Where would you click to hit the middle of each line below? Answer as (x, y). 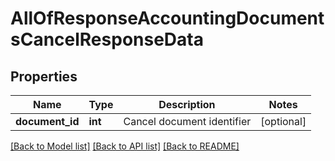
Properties (44, 76)
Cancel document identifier (187, 121)
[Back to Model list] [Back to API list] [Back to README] (125, 146)
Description (187, 104)
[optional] (283, 121)
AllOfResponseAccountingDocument (167, 18)
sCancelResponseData (107, 39)
